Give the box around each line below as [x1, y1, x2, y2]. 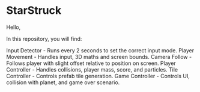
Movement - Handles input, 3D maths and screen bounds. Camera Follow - [6, 53, 192, 60]
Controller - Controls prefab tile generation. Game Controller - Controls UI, [6, 72, 190, 79]
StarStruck [6, 4, 62, 17]
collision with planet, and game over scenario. [6, 79, 120, 86]
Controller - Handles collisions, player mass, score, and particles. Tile [6, 66, 178, 73]
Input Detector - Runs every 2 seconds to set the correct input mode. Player [6, 46, 194, 54]
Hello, [6, 23, 21, 31]
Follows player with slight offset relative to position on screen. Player [6, 60, 176, 67]
